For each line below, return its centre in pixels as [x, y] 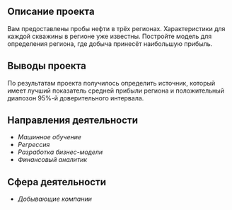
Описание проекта [51, 12]
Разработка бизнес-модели [60, 152]
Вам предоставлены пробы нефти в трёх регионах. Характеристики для [116, 28]
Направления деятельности [73, 121]
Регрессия [34, 145]
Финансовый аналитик [52, 160]
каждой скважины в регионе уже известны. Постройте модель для [110, 36]
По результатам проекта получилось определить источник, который [111, 83]
